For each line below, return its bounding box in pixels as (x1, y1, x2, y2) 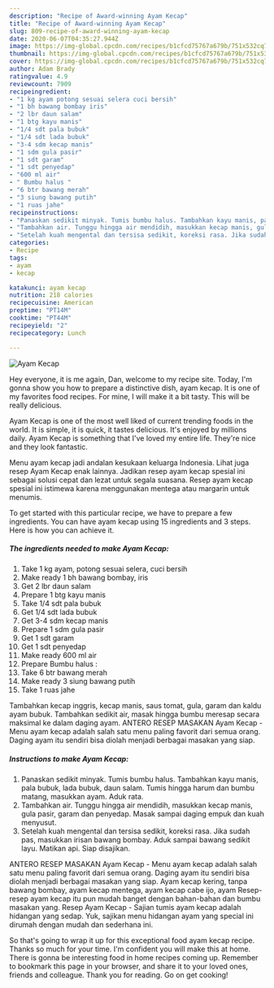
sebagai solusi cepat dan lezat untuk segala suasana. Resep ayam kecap (9, 475, 254, 485)
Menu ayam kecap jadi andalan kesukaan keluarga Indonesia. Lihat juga (9, 457, 250, 468)
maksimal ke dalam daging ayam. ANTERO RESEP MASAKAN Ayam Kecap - (9, 718, 263, 728)
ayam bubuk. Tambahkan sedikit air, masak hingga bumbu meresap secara (9, 709, 260, 720)
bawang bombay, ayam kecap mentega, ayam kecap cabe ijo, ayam (9, 886, 237, 895)
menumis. (9, 492, 43, 502)
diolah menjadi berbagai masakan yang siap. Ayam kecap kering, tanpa (9, 877, 248, 886)
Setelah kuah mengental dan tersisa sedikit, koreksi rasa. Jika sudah (20, 826, 250, 836)
